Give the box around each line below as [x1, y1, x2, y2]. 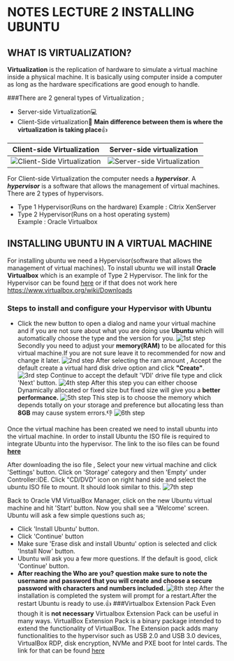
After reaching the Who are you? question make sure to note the [17, 570, 207, 578]
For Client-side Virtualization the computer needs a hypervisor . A [7, 174, 196, 182]
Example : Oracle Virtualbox [17, 218, 98, 225]
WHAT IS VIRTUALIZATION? [7, 47, 132, 59]
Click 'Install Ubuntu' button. [17, 525, 100, 533]
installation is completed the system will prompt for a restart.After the [17, 591, 217, 600]
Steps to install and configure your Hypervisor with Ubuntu [7, 303, 212, 313]
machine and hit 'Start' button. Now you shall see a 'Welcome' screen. [7, 504, 210, 512]
